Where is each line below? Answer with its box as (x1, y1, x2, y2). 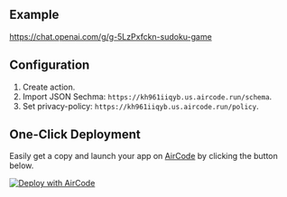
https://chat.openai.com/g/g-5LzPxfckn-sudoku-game (9, 31, 212, 42)
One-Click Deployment (9, 127, 142, 143)
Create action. (22, 81, 76, 92)
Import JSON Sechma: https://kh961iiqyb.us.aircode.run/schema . (22, 90, 273, 102)
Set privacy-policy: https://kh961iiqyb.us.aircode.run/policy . (22, 100, 259, 111)
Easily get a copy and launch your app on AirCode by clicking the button (9, 151, 278, 162)
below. (9, 160, 34, 171)
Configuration (9, 58, 90, 73)
